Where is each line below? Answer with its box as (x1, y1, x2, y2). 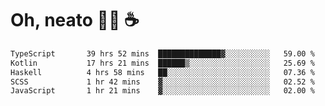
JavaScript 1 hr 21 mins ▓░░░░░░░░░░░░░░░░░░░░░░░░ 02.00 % (10, 86, 315, 96)
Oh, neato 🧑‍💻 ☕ (10, 9, 140, 32)
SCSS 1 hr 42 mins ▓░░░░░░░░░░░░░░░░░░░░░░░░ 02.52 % (10, 77, 315, 87)
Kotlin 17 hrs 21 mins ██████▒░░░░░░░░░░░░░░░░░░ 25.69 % (10, 58, 315, 68)
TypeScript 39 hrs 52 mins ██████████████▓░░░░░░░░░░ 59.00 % (10, 48, 315, 59)
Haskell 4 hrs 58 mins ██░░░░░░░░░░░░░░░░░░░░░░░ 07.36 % (10, 67, 315, 77)
